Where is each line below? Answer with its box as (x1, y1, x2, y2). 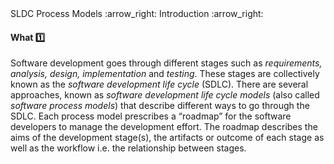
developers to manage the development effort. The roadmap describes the (10, 121, 318, 133)
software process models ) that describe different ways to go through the (10, 100, 310, 112)
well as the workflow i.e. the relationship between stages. (10, 142, 247, 154)
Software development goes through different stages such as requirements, (10, 57, 323, 69)
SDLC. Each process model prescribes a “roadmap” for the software (10, 110, 292, 122)
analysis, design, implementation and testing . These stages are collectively (10, 68, 320, 80)
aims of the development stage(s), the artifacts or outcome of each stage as (10, 132, 325, 144)
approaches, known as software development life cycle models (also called (10, 89, 320, 101)
